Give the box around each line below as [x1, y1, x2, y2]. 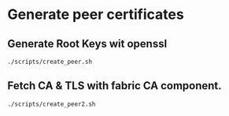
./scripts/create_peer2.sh [7, 100, 96, 108]
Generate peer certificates [7, 6, 184, 24]
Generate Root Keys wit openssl [7, 37, 168, 51]
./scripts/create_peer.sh [7, 58, 92, 65]
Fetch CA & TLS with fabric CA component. [7, 79, 222, 92]
